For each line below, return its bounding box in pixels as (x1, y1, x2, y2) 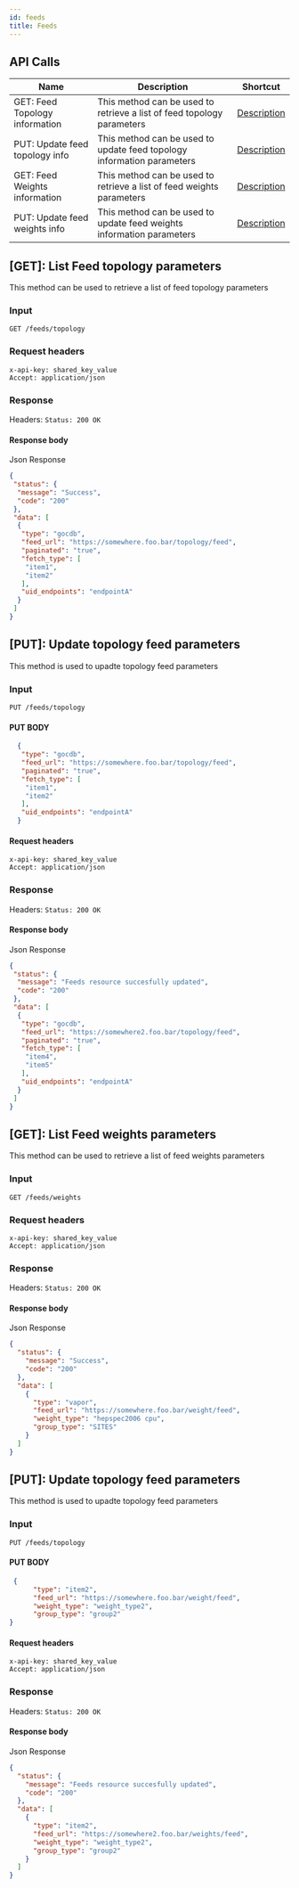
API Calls (9, 54, 61, 69)
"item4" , (25, 1052, 58, 1061)
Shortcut (241, 81, 280, 94)
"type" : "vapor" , (32, 1398, 98, 1407)
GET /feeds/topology (9, 324, 86, 334)
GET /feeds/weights (9, 1193, 82, 1202)
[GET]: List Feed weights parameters (9, 1126, 216, 1141)
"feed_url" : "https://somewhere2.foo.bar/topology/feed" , (20, 1027, 241, 1036)
